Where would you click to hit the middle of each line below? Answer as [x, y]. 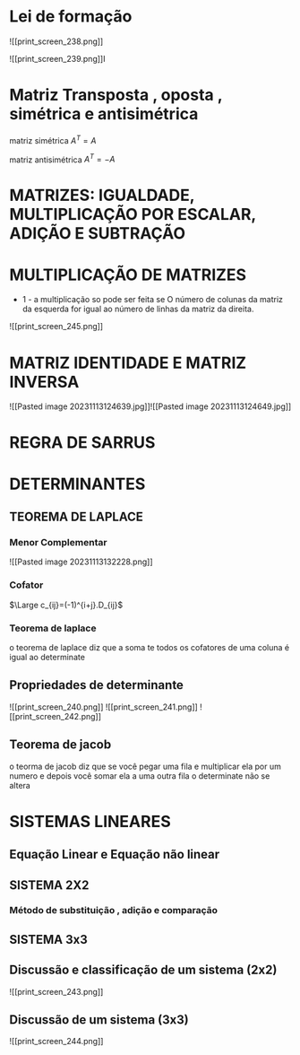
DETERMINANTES [77, 484]
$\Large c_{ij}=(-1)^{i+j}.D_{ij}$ [66, 605]
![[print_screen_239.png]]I [57, 58]
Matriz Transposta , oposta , [116, 95]
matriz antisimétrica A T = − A [62, 159]
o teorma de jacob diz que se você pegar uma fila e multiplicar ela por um [146, 766]
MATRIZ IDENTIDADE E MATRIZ [128, 363]
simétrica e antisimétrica [104, 114]
